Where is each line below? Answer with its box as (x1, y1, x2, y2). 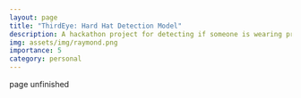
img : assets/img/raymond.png (9, 37, 118, 47)
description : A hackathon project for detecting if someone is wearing (9, 29, 282, 38)
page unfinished (9, 79, 70, 89)
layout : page (9, 12, 58, 22)
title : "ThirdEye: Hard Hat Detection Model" (9, 21, 182, 30)
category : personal (9, 54, 82, 63)
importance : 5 (9, 46, 63, 55)
